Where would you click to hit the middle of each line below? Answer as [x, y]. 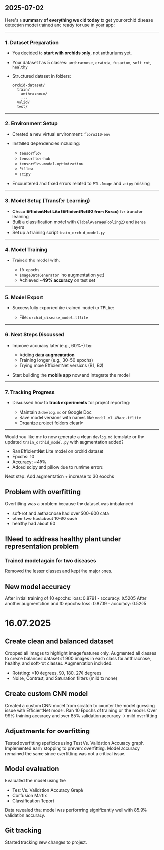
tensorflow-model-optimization [51, 164]
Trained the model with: [36, 260]
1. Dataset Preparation [32, 42]
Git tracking [23, 831]
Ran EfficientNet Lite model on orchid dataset [58, 451]
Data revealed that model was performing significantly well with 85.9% [76, 810]
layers [18, 227]
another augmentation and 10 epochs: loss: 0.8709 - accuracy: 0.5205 [76, 604]
